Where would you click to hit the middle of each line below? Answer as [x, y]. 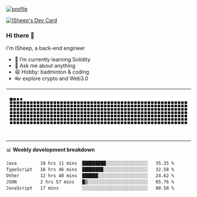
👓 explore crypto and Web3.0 [51, 78]
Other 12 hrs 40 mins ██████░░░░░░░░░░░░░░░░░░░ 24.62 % [90, 175]
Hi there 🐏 [21, 35]
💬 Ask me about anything [45, 66]
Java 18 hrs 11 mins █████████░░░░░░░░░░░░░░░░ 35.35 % [90, 164]
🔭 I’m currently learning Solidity [52, 60]
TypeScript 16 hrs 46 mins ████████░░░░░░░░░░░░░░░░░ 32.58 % [90, 170]
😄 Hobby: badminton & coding [52, 72]
